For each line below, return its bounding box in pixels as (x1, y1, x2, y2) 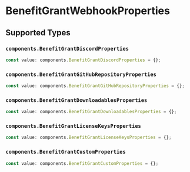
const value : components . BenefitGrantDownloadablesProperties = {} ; (5, 109, 177, 115)
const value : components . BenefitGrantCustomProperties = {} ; (5, 160, 159, 166)
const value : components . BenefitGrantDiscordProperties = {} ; (5, 57, 161, 63)
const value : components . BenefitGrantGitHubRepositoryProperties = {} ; (5, 83, 185, 89)
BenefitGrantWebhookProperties (5, 4, 170, 18)
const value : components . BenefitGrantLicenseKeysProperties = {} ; (5, 134, 172, 141)
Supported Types (5, 28, 71, 38)
